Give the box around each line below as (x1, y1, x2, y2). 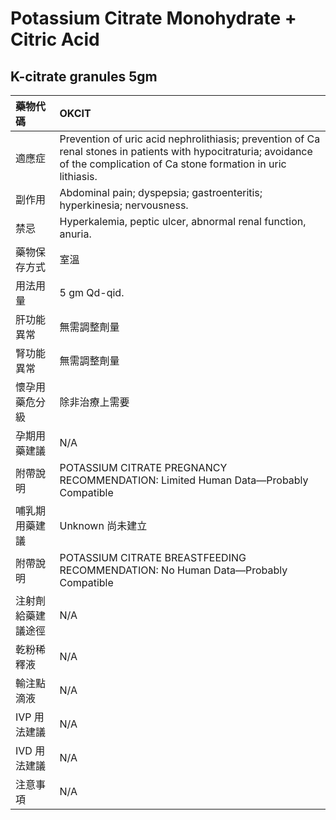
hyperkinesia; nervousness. (59, 198, 189, 212)
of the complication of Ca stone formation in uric (59, 157, 287, 171)
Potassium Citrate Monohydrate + (10, 7, 297, 30)
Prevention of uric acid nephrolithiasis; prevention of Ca (59, 132, 321, 146)
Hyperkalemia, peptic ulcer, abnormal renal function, (59, 215, 307, 228)
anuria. (59, 227, 92, 241)
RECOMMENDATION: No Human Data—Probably (59, 563, 288, 577)
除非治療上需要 (59, 395, 130, 409)
